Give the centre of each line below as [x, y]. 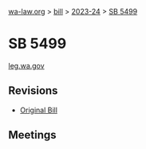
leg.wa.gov [27, 65]
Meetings [33, 135]
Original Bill [39, 110]
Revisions [33, 91]
